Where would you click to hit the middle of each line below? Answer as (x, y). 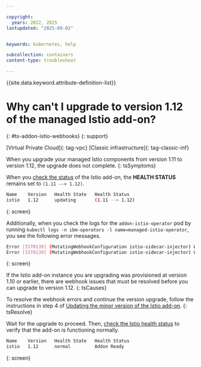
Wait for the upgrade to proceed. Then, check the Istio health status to (93, 324)
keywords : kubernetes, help (41, 44)
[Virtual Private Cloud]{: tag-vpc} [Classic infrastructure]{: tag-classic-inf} (98, 148)
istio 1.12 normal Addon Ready (65, 347)
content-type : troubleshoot (41, 60)
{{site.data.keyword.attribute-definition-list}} (61, 82)
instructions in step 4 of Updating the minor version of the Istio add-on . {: (97, 306)
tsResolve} (19, 312)
